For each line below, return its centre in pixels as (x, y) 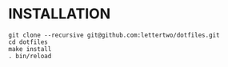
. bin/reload (30, 56)
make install (30, 49)
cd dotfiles (28, 42)
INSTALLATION (59, 14)
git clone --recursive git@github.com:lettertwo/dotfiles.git (114, 35)
